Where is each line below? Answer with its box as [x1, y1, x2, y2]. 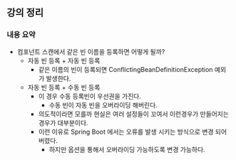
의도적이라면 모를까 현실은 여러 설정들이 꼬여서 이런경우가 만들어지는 [38, 110, 230, 118]
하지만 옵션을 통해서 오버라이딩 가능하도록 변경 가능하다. [48, 145, 205, 154]
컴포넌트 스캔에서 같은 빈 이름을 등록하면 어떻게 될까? [16, 47, 165, 55]
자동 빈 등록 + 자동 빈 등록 [27, 56, 101, 65]
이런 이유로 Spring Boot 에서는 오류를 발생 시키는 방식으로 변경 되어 [38, 127, 227, 136]
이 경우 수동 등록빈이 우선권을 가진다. [38, 92, 142, 100]
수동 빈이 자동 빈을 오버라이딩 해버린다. [48, 100, 158, 109]
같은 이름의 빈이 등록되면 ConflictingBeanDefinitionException [38, 65, 213, 73]
